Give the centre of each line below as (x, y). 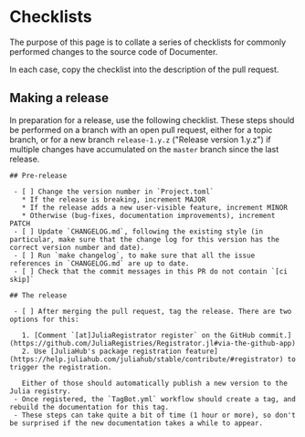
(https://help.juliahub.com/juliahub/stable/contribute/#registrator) (147, 359)
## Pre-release (38, 175)
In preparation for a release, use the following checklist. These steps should (152, 120)
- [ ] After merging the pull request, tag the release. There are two (152, 311)
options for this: (44, 319)
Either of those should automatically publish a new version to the (154, 383)
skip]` (22, 279)
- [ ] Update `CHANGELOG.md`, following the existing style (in (138, 231)
